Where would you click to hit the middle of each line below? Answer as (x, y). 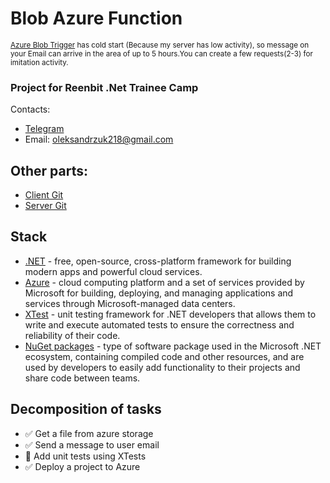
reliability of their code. (72, 335)
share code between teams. (82, 378)
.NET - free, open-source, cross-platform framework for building (158, 261)
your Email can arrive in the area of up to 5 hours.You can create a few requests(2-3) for (161, 53)
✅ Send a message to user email (92, 444)
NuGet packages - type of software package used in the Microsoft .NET (173, 346)
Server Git (45, 206)
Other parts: (49, 170)
